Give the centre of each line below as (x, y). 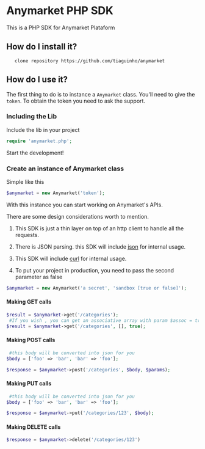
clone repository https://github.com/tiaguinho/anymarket (90, 61)
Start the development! (35, 153)
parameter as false (39, 277)
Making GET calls (29, 302)
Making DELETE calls (34, 427)
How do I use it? (37, 80)
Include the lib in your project (43, 130)
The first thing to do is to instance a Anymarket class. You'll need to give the (101, 94)
